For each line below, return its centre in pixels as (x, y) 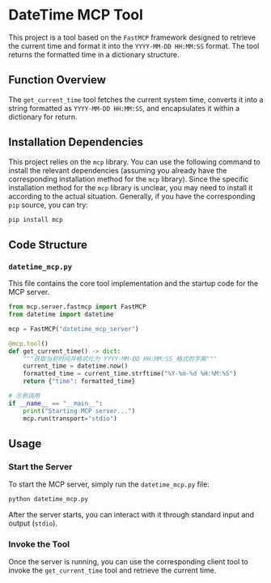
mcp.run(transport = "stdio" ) (70, 419)
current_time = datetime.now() (76, 366)
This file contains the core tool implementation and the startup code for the (133, 283)
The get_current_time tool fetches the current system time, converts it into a (136, 100)
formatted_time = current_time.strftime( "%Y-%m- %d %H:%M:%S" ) (130, 374)
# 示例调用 (24, 396)
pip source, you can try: (49, 205)
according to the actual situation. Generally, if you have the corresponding (132, 196)
